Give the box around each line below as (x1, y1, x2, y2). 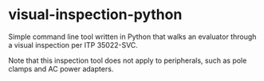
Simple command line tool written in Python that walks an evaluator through (8, 32, 257, 41)
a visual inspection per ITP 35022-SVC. (8, 40, 138, 49)
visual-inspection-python (8, 6, 183, 24)
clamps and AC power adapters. (8, 64, 114, 73)
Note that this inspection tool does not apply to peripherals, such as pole (8, 56, 247, 65)
